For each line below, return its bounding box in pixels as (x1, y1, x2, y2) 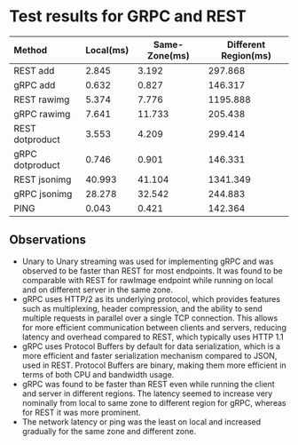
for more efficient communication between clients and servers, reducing (21, 322, 286, 332)
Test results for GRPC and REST (9, 6, 247, 27)
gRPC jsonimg (13, 187, 73, 200)
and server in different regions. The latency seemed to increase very (21, 388, 273, 399)
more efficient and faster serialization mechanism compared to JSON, (21, 350, 278, 361)
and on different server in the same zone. (21, 284, 174, 295)
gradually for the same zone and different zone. (21, 425, 197, 436)
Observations (9, 233, 87, 248)
